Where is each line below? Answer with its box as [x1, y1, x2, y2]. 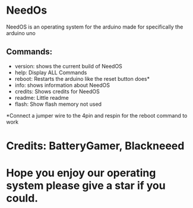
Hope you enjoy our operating [6, 166, 156, 180]
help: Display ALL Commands [14, 69, 87, 76]
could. [6, 191, 39, 205]
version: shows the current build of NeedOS [14, 62, 123, 70]
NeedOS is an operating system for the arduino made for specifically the [6, 23, 183, 30]
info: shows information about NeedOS [14, 81, 110, 89]
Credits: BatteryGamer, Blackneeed [6, 139, 185, 152]
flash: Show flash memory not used [14, 100, 102, 108]
